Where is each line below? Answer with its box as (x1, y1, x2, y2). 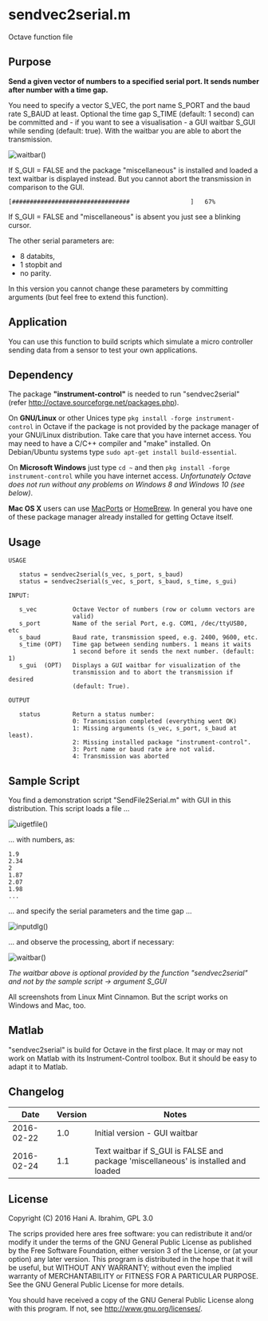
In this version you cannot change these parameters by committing (8, 284, 229, 293)
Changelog (8, 1085, 65, 1099)
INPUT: (8, 591, 30, 600)
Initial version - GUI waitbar (94, 1127, 198, 1138)
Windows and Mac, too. (8, 1001, 86, 1010)
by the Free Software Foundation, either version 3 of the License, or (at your (8, 1246, 258, 1255)
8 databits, (19, 251, 56, 261)
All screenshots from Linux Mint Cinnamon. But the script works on (8, 993, 229, 1001)
